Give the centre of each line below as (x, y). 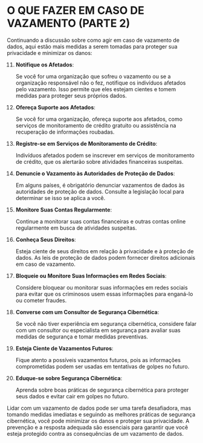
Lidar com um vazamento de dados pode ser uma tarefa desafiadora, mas (99, 408)
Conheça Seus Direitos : (46, 239)
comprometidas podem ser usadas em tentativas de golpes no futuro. (102, 366)
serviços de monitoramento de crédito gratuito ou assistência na (96, 125)
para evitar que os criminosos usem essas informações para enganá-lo (104, 294)
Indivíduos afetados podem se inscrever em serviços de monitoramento (105, 155)
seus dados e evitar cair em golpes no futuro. (72, 396)
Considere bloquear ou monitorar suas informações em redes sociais (101, 287)
